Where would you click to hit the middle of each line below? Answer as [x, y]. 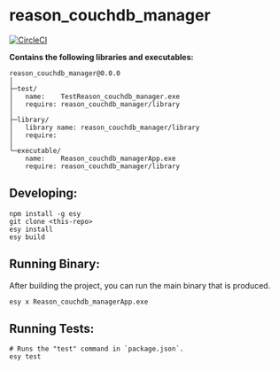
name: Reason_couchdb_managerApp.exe [101, 158]
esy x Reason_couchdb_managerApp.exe [79, 302]
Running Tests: [52, 328]
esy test [25, 357]
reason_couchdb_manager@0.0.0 [65, 73]
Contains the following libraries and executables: [101, 57]
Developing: [43, 193]
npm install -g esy [45, 213]
